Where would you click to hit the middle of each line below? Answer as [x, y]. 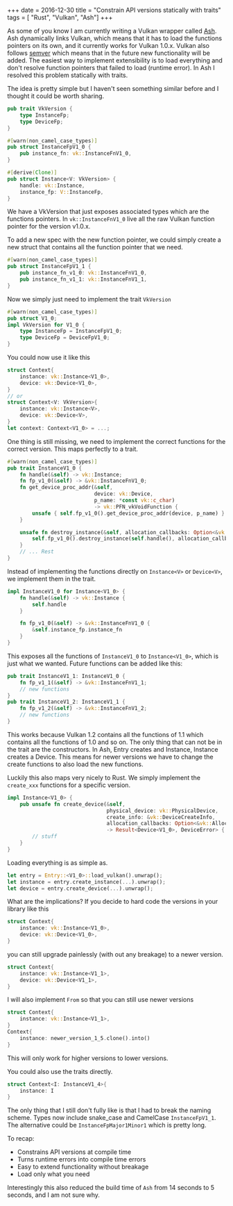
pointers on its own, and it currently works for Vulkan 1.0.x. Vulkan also [109, 46]
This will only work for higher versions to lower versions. [88, 1058]
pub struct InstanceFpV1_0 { [49, 147]
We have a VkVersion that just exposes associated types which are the [108, 212]
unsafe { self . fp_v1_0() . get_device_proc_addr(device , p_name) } [129, 513]
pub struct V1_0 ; [32, 318]
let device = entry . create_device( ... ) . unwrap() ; [80, 889]
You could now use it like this [49, 357]
